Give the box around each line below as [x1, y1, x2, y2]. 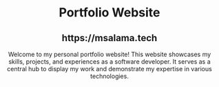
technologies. [90, 72, 129, 80]
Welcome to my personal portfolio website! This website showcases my [8, 50, 211, 58]
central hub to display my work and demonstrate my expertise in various [7, 65, 212, 73]
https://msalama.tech [61, 32, 158, 44]
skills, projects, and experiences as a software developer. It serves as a [8, 58, 211, 66]
